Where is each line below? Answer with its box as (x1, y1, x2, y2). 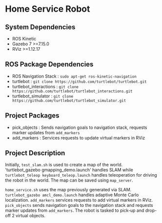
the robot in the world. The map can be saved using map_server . (5, 177, 133, 183)
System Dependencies (5, 23, 76, 31)
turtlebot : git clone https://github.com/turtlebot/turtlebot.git (12, 78, 147, 84)
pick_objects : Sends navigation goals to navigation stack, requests (12, 124, 147, 130)
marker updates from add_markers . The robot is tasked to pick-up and (5, 207, 144, 213)
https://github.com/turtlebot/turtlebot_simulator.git (12, 98, 126, 103)
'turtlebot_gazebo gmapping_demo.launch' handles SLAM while (5, 167, 133, 173)
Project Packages (5, 111, 60, 120)
